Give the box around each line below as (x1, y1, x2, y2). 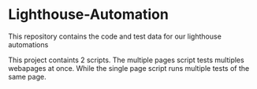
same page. (8, 72, 47, 81)
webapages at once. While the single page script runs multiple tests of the (8, 63, 250, 72)
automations (8, 39, 49, 49)
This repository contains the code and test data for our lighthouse (8, 32, 222, 41)
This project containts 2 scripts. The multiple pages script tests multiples (8, 55, 244, 65)
